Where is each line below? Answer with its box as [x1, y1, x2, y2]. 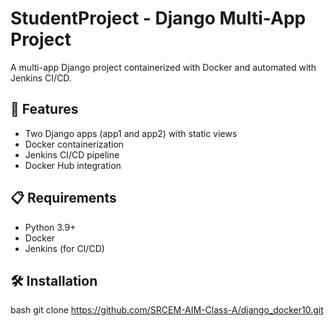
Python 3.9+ [24, 221, 77, 233]
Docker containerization [24, 138, 125, 150]
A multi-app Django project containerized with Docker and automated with [10, 61, 317, 73]
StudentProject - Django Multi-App [10, 7, 307, 30]
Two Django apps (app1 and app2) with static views [24, 127, 238, 139]
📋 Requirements [10, 190, 117, 207]
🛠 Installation [10, 272, 98, 289]
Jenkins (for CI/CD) [24, 242, 105, 254]
